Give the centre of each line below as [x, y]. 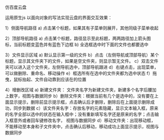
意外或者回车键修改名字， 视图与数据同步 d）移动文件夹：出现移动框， [84, 120]
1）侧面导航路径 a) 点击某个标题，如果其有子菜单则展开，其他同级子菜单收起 [82, 28]
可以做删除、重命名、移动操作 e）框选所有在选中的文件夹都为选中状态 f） [79, 73]
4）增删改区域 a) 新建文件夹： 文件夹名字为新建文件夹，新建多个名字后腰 [79, 90]
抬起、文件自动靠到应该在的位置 [54, 79]
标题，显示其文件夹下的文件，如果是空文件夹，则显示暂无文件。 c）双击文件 [82, 61]
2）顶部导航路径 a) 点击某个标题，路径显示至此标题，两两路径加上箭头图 [78, 38]
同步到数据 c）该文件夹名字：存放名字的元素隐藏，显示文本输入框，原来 [86, 108]
